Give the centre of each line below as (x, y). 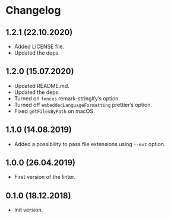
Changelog (33, 10)
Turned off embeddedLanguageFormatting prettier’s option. (83, 105)
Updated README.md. (42, 86)
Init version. (28, 210)
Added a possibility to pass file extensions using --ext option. (90, 144)
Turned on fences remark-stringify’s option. (67, 98)
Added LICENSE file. (39, 46)
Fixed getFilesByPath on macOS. (55, 111)
